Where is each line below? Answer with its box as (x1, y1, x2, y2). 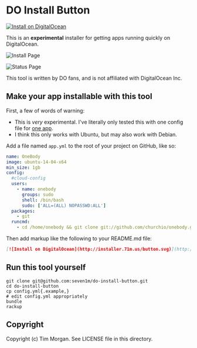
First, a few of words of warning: (6, 107, 85, 114)
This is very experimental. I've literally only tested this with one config (14, 118, 184, 125)
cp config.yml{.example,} (6, 288, 69, 294)
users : (11, 181, 28, 187)
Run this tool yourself (6, 262, 86, 272)
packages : (11, 208, 35, 214)
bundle (6, 298, 22, 305)
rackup (6, 303, 22, 309)
